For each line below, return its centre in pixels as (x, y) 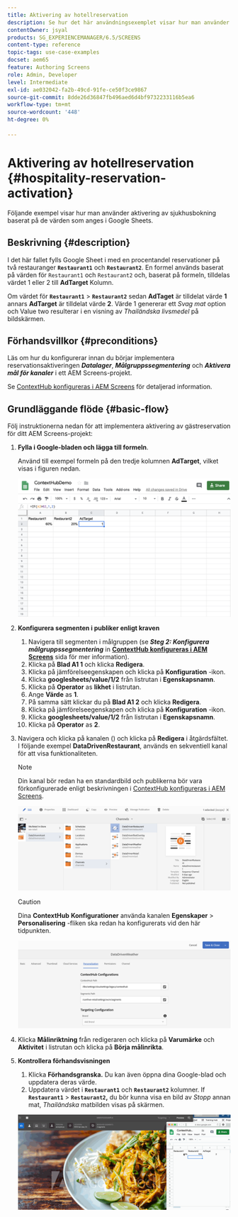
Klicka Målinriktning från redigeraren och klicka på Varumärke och (116, 1039)
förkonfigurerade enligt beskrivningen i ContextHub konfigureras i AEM (121, 788)
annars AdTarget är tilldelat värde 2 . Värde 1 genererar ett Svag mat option (117, 303)
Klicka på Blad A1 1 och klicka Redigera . (86, 664)
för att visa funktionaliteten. (57, 753)
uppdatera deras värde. (62, 1082)
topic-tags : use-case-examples (53, 52)
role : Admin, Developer (42, 74)
